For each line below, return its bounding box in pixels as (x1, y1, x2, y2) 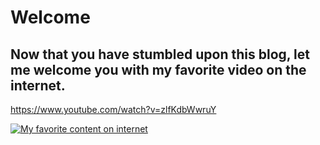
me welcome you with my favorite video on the (10, 61, 307, 78)
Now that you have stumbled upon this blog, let (10, 46, 311, 63)
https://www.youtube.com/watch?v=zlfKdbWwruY (10, 104, 217, 115)
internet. (10, 77, 66, 94)
